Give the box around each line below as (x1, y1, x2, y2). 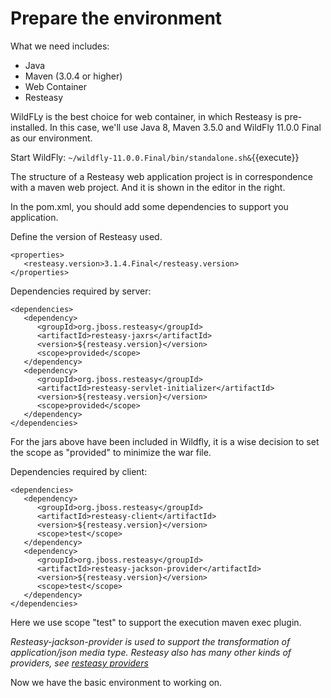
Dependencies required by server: (10, 285, 152, 297)
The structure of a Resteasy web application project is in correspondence (10, 170, 313, 182)
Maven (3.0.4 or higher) (24, 70, 123, 82)
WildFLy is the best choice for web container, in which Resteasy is (10, 110, 283, 122)
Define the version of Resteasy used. (10, 230, 163, 242)
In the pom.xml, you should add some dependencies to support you (10, 200, 289, 212)
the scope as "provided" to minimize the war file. (10, 446, 212, 458)
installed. (10, 121, 48, 133)
